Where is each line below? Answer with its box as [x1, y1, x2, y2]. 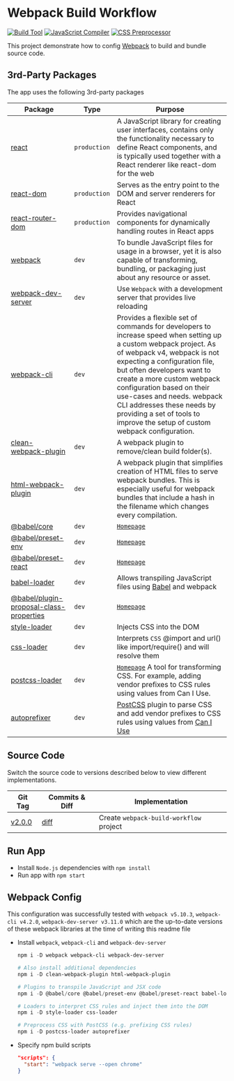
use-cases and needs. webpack [116, 391, 223, 401]
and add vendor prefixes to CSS [116, 708, 221, 718]
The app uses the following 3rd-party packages [7, 87, 144, 96]
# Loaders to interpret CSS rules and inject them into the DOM [17, 1003, 208, 1010]
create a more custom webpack [116, 374, 221, 384]
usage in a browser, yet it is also [116, 246, 221, 256]
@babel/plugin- [10, 593, 63, 602]
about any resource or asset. [116, 273, 211, 282]
